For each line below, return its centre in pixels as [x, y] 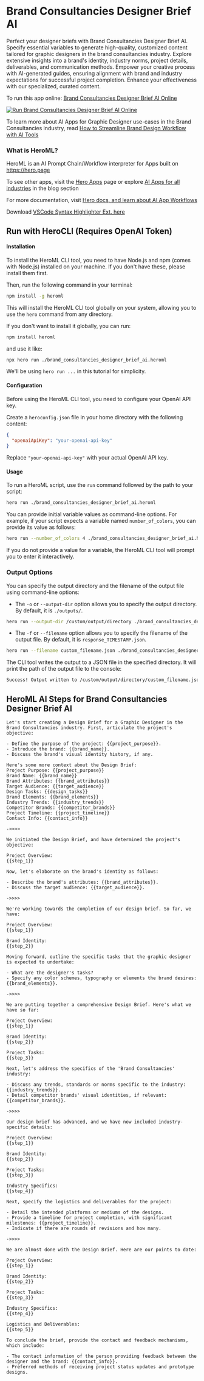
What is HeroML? [32, 150]
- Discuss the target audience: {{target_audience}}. [76, 887]
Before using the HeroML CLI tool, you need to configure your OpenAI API [99, 399]
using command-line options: [43, 592]
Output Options [29, 572]
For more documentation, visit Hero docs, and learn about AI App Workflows [102, 200]
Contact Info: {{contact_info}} [47, 818]
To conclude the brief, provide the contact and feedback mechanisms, [97, 1340]
